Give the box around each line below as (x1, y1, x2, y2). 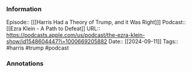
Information (6, 5, 42, 13)
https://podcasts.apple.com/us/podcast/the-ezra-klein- (6, 31, 145, 39)
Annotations (6, 59, 44, 68)
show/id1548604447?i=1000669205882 (6, 38, 108, 45)
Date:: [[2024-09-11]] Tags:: (108, 38, 179, 45)
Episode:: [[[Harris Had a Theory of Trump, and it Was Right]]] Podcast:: (6, 19, 186, 26)
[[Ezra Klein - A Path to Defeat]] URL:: (6, 25, 101, 32)
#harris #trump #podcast (6, 44, 69, 51)
